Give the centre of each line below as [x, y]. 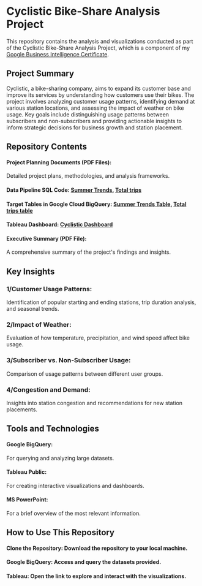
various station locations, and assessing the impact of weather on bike [95, 108]
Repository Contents [47, 147]
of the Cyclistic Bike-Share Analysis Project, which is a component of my [98, 48]
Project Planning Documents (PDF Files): [59, 162]
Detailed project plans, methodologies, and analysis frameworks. [88, 176]
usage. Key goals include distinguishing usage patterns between [88, 114]
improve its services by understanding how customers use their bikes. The [100, 95]
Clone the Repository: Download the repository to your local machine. [97, 548]
